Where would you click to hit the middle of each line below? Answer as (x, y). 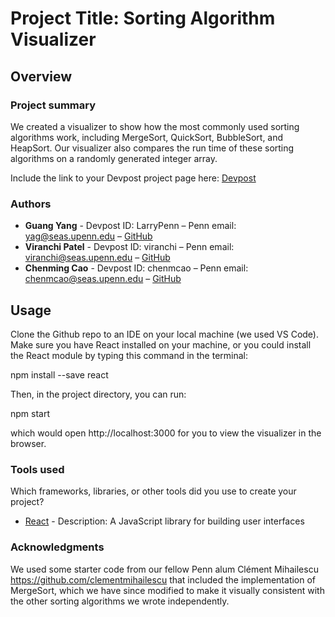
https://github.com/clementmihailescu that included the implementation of (163, 579)
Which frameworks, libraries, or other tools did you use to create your (153, 491)
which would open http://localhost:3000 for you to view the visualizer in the (166, 433)
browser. (28, 443)
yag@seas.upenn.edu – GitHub (88, 236)
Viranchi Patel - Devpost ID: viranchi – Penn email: (129, 247)
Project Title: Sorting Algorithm (143, 18)
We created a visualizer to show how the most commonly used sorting (155, 126)
